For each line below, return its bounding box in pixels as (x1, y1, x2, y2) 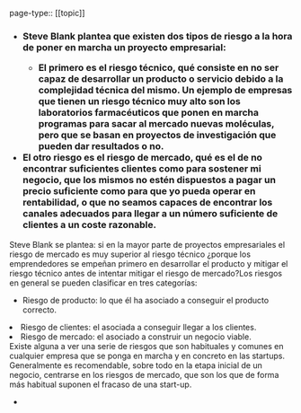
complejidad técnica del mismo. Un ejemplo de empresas (38, 84, 293, 97)
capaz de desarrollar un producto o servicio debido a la (38, 73, 284, 85)
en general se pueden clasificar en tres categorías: (9, 277, 198, 288)
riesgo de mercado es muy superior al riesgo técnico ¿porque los (9, 249, 252, 259)
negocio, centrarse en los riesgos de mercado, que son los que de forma (9, 369, 279, 380)
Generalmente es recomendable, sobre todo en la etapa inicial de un (9, 359, 262, 371)
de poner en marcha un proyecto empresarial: (22, 40, 226, 53)
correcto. (22, 304, 57, 315)
